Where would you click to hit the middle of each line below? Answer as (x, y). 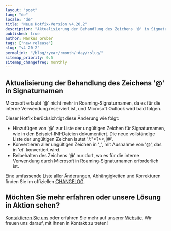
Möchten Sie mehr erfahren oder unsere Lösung (83, 198)
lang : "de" (17, 15)
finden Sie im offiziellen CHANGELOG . (45, 182)
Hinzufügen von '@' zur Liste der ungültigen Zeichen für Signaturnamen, (89, 129)
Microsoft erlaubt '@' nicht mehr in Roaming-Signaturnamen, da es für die (83, 103)
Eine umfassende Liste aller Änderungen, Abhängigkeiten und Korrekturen (83, 176)
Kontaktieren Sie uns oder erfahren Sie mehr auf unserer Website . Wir (78, 218)
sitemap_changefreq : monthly (36, 62)
